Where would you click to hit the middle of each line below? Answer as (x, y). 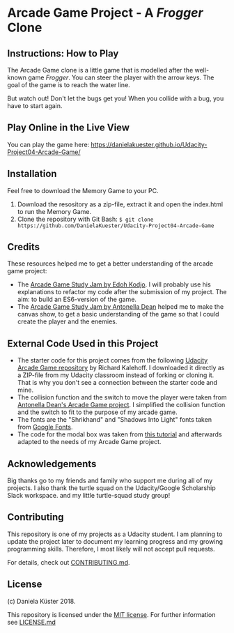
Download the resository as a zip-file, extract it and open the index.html (120, 204)
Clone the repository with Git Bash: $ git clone (85, 219)
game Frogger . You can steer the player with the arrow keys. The (121, 77)
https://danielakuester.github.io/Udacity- (149, 144)
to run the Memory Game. (54, 211)
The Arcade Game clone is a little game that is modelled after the (100, 70)
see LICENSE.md (31, 622)
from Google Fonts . (45, 427)
